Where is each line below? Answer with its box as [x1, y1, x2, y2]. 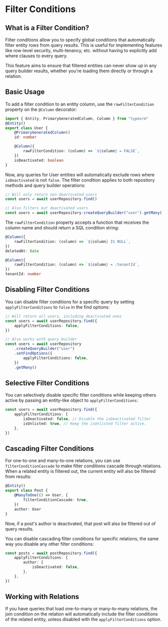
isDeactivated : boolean [14, 158, 64, 163]
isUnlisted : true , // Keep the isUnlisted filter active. [23, 421, 146, 426]
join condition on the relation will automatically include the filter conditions [5, 611, 158, 617]
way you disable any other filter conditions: [5, 541, 94, 547]
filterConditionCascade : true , [23, 497, 88, 503]
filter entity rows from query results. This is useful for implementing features [5, 42, 162, 48]
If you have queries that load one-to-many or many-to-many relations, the [5, 606, 157, 612]
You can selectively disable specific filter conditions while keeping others [5, 392, 156, 398]
